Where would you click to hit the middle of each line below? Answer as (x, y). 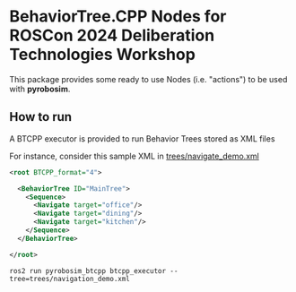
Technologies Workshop (102, 55)
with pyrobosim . (40, 89)
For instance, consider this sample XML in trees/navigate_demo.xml (135, 156)
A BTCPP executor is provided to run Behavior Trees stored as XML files (142, 138)
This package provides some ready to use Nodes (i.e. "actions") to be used (148, 79)
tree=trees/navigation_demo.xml (70, 279)
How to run (41, 117)
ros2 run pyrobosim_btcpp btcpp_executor (88, 271)
